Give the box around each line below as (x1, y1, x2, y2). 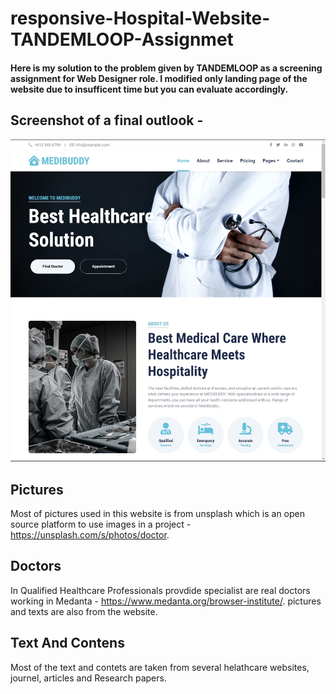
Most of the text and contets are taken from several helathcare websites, (10, 661, 310, 673)
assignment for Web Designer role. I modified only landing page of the (10, 72, 308, 84)
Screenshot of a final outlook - (10, 112, 204, 129)
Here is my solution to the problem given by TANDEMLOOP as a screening (10, 62, 323, 74)
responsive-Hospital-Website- (10, 7, 271, 30)
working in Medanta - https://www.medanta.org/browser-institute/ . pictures (10, 595, 322, 607)
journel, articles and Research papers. (10, 672, 167, 684)
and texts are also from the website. (10, 605, 158, 617)
